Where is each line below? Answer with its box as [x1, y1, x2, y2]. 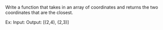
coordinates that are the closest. [5, 9, 73, 15]
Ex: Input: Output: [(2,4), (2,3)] [5, 19, 69, 25]
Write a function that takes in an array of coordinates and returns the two [5, 4, 158, 10]
